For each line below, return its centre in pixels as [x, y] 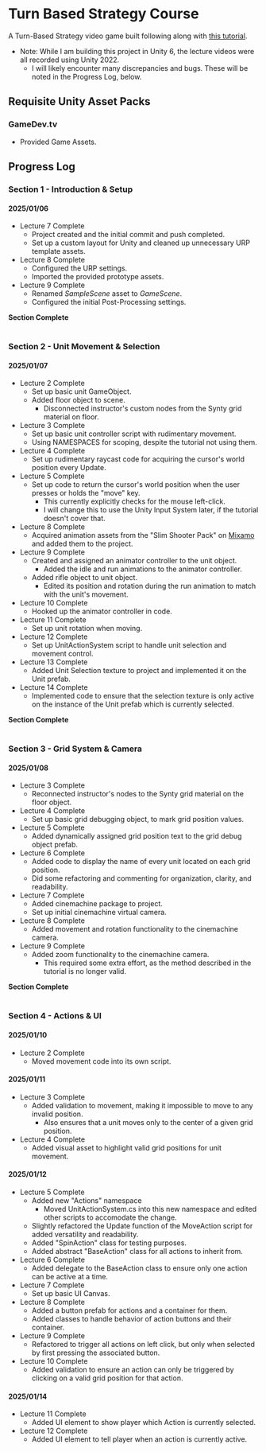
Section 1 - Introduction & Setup [71, 189]
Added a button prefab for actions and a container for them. [129, 1310]
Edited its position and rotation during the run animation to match [150, 586]
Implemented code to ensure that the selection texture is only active [143, 696]
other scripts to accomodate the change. [110, 1217]
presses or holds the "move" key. [86, 493]
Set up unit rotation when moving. [87, 629]
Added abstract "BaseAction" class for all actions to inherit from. [137, 1251]
